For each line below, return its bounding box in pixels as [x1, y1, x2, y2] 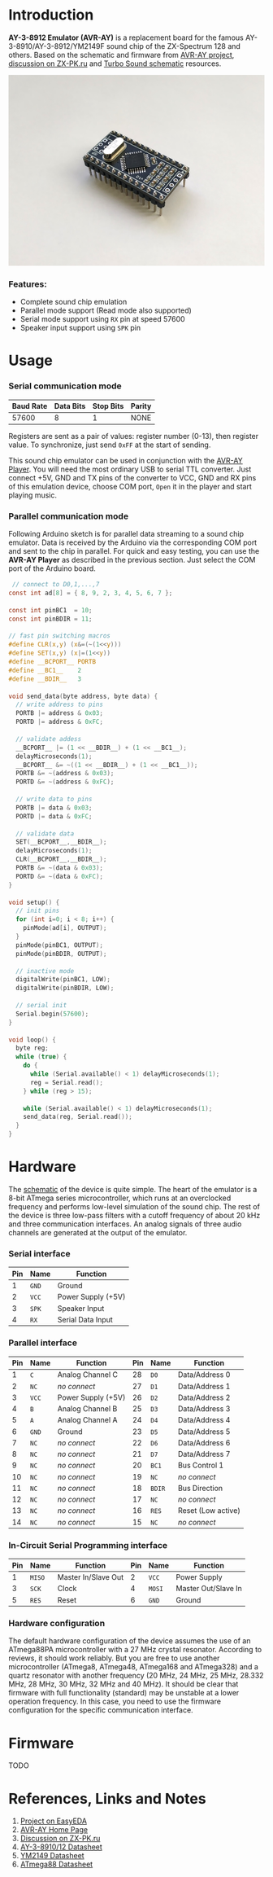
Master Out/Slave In [175, 1584, 242, 1594]
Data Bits [54, 401, 86, 411]
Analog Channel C [57, 1370, 118, 1379]
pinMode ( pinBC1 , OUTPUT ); [15, 941, 104, 949]
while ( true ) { [15, 1053, 67, 1061]
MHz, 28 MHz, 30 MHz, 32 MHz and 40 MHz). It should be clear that [8, 1679, 239, 1689]
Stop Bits [92, 401, 124, 411]
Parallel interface [8, 1337, 77, 1349]
